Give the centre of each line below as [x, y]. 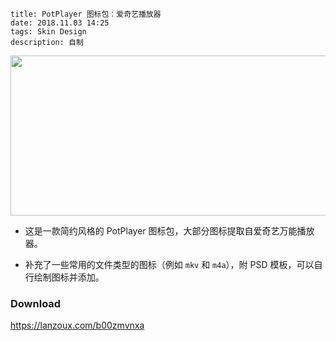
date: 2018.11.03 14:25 [60, 23]
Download [36, 303]
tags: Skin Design [48, 32]
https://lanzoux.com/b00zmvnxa [77, 325]
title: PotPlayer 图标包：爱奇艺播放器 [86, 14]
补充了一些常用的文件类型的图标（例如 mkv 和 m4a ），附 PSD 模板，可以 [169, 264]
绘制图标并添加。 [69, 277]
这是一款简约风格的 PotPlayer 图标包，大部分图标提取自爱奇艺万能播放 [169, 231]
